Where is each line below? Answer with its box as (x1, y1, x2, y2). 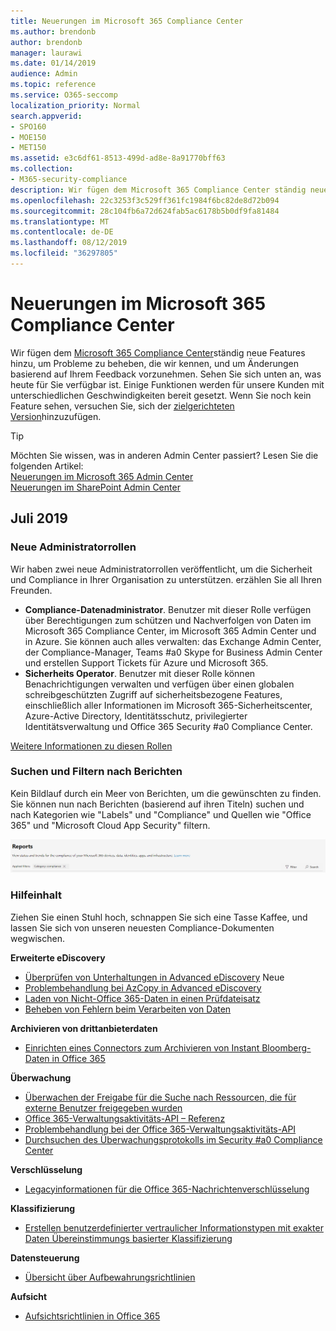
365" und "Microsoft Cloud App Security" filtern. (10, 819, 211, 831)
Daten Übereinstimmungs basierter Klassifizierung (24, 1232, 233, 1244)
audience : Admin (10, 69, 78, 79)
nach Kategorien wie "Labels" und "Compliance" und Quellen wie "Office (10, 808, 312, 820)
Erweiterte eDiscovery (10, 951, 106, 964)
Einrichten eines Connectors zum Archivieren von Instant (24, 1041, 260, 1054)
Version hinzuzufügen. (10, 410, 102, 422)
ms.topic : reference (10, 80, 97, 90)
